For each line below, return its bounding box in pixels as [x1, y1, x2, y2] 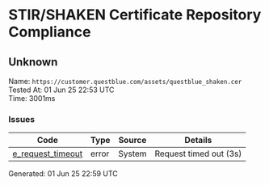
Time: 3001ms [8, 94, 56, 103]
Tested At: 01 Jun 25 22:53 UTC [8, 85, 115, 95]
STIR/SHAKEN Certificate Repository [8, 6, 262, 24]
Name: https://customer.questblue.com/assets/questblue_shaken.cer [8, 77, 242, 86]
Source [118, 135, 147, 146]
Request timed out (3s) [154, 148, 242, 159]
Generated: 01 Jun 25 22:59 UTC [8, 169, 119, 179]
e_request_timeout [12, 148, 83, 159]
